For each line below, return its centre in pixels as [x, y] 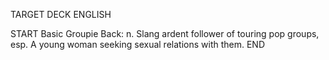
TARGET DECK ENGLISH [61, 14]
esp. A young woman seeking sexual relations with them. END [137, 44]
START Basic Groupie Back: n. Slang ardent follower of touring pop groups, [165, 33]
